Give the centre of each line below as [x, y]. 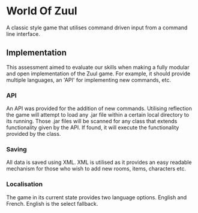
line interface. [23, 34]
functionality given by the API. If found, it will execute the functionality [93, 127]
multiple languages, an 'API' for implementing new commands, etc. [88, 80]
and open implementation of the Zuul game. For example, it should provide [98, 74]
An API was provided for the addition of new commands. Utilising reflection [99, 108]
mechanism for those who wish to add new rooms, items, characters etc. [96, 169]
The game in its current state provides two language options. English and [97, 197]
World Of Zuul [42, 11]
